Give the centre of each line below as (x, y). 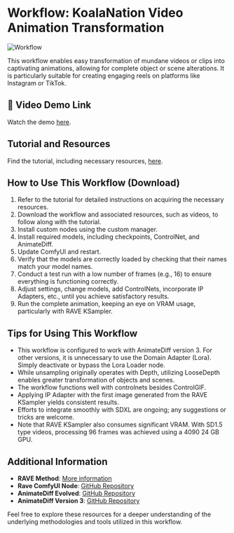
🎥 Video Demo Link (49, 105)
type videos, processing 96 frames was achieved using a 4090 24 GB (118, 432)
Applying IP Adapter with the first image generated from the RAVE (112, 395)
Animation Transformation (86, 28)
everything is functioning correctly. (68, 282)
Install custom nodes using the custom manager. (87, 230)
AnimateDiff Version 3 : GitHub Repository (78, 501)
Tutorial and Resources (59, 144)
